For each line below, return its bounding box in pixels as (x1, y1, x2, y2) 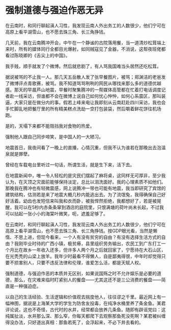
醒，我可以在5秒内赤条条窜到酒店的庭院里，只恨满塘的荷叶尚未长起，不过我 (5, 204, 164, 210)
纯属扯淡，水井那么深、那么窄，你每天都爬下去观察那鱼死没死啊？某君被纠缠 (5, 313, 166, 319)
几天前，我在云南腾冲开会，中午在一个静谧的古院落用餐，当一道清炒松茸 (5, 39, 157, 46)
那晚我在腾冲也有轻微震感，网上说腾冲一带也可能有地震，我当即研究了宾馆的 (5, 185, 166, 191)
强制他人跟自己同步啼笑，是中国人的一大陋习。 (5, 133, 103, 140)
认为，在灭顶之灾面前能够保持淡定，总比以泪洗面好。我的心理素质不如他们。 (5, 178, 166, 185)
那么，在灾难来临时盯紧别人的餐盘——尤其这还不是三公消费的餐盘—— (14, 277, 161, 283)
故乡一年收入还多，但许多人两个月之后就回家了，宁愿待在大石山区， (22, 247, 166, 253)
